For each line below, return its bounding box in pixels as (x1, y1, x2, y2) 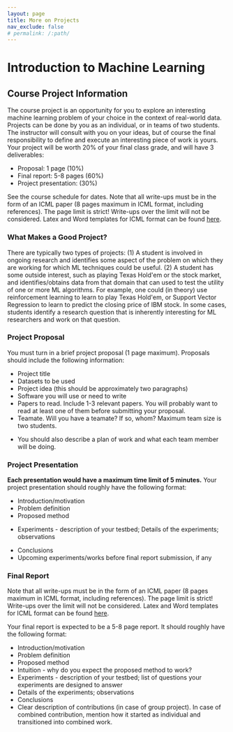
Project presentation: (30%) (17, 179, 98, 187)
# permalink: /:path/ (7, 29, 70, 37)
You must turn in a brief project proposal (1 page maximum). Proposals (7, 348, 211, 357)
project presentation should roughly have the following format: (7, 483, 187, 491)
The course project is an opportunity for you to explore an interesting (7, 106, 206, 115)
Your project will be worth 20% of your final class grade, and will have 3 (7, 143, 214, 152)
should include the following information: (7, 356, 125, 364)
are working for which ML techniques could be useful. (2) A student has (7, 263, 214, 271)
